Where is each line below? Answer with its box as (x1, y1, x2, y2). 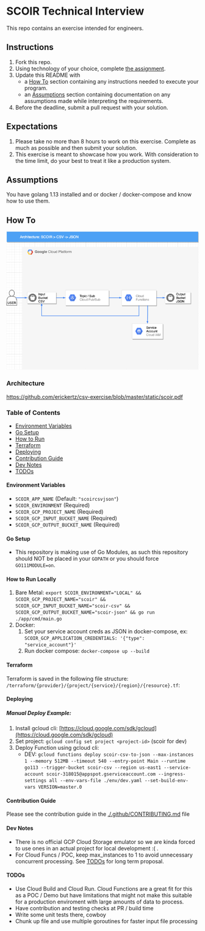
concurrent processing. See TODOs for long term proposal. (15, 857, 164, 864)
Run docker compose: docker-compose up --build (24, 647, 149, 655)
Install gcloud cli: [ (15, 725, 62, 732)
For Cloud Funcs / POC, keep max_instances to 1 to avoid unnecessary (15, 851, 193, 858)
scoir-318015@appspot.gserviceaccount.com (46, 771, 156, 777)
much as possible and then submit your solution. (15, 144, 137, 151)
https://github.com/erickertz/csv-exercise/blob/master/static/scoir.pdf (6, 393, 183, 400)
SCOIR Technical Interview (6, 4, 145, 18)
